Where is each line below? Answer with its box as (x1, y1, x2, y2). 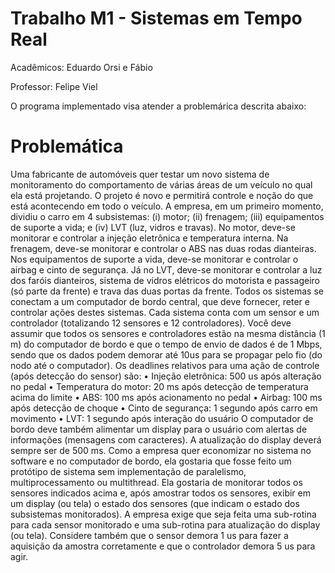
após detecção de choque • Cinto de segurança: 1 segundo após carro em (10, 402, 318, 414)
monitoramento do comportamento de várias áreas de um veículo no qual (10, 178, 313, 191)
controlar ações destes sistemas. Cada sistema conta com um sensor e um (10, 306, 320, 318)
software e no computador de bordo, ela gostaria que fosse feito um (10, 455, 292, 467)
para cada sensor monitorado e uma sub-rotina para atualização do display (10, 518, 321, 531)
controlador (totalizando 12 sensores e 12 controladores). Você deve (10, 317, 292, 329)
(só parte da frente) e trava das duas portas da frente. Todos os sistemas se (10, 285, 324, 297)
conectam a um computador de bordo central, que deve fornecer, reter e (10, 295, 310, 307)
